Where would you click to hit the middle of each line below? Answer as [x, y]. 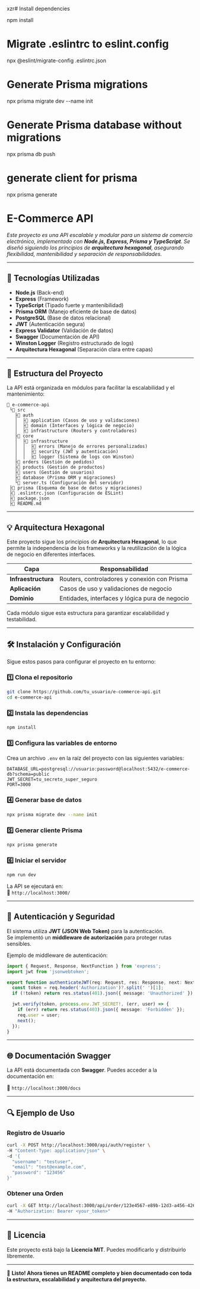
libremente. [20, 1256]
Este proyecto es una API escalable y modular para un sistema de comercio [100, 235]
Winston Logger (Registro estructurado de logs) [74, 343]
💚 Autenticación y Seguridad [61, 917]
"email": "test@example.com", [49, 1167]
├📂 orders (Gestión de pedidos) [55, 462]
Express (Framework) [42, 299]
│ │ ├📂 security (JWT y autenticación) [66, 452]
